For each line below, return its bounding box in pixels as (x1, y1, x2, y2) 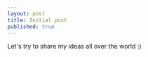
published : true (7, 23, 55, 30)
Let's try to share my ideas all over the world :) (7, 42, 142, 51)
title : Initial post (7, 17, 68, 24)
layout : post (7, 10, 46, 17)
